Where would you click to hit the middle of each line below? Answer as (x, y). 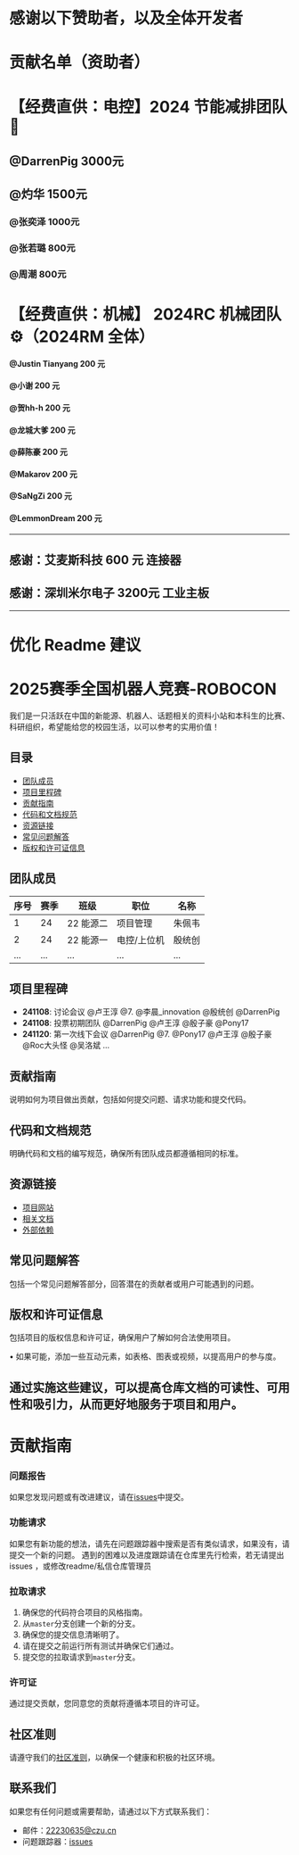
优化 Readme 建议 (75, 646)
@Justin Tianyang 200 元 (57, 363)
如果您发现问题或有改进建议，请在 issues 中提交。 (99, 1497)
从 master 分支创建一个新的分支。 (81, 1623)
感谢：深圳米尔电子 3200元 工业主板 (109, 593)
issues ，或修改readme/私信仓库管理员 (81, 1566)
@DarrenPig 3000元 (67, 161)
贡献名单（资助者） (80, 62)
